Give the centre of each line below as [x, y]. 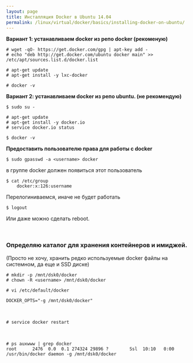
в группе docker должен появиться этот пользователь [74, 170]
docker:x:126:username [44, 186]
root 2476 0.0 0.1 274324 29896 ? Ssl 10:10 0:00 [90, 349]
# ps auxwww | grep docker [39, 344]
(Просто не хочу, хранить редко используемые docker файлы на [87, 258]
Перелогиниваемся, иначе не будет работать [63, 197]
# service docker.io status [40, 128]
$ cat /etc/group [27, 181]
